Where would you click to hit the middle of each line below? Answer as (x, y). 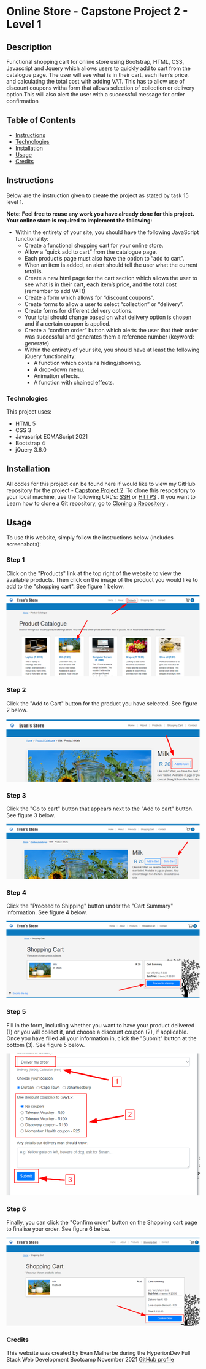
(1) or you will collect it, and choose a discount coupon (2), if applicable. (97, 1032)
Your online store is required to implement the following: (79, 220)
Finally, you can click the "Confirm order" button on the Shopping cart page (102, 1222)
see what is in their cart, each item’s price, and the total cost (100, 284)
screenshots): (24, 544)
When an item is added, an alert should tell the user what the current (111, 265)
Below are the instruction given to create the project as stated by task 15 (97, 195)
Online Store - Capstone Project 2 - (97, 11)
